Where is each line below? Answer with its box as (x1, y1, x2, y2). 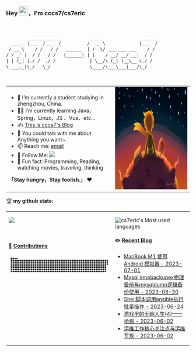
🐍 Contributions (8, 242, 48, 249)
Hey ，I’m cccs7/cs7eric (6, 9, 86, 17)
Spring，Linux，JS (17, 115, 63, 122)
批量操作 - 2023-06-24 (124, 303, 184, 310)
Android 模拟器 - (124, 260, 164, 267)
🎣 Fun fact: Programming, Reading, (17, 158, 101, 165)
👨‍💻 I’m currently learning (17, 107, 77, 114)
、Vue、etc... (64, 115, 96, 122)
